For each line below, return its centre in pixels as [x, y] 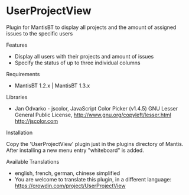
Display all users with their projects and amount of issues [84, 56]
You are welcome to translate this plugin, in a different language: [93, 179]
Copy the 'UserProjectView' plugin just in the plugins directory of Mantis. [95, 144]
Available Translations [33, 161]
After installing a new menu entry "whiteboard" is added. [75, 150]
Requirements [23, 74]
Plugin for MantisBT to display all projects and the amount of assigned [91, 27]
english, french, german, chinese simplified [67, 173]
